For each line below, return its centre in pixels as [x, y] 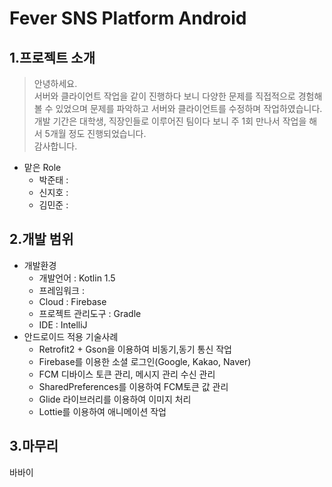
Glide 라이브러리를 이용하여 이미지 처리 [115, 399]
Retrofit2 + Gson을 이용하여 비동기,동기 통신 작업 [135, 349]
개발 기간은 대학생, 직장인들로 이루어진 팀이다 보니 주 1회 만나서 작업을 [170, 121]
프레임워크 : [61, 290]
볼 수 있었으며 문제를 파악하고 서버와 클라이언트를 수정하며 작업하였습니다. [178, 108]
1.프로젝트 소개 [52, 57]
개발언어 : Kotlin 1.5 [77, 278]
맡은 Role [42, 167]
